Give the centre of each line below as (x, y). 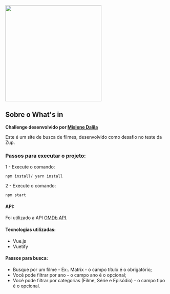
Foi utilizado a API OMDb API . (36, 218)
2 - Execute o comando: (31, 186)
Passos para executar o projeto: (46, 156)
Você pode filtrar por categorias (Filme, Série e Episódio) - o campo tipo (89, 280)
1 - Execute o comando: (30, 167)
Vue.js (19, 241)
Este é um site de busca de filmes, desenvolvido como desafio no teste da (84, 137)
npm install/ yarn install (34, 176)
